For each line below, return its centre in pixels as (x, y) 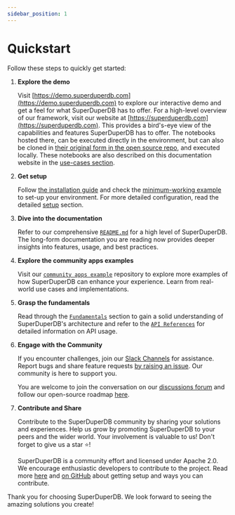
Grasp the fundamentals (54, 302)
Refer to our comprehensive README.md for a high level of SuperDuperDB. (122, 232)
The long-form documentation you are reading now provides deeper (116, 239)
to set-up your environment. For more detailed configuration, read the (118, 197)
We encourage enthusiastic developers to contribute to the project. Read (122, 468)
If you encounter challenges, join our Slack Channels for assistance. (116, 358)
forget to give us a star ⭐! (54, 444)
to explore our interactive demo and (170, 103)
